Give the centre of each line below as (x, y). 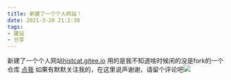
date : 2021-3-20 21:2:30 (44, 20)
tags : (15, 27)
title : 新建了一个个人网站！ (45, 14)
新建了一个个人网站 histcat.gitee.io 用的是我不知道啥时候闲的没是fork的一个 (115, 61)
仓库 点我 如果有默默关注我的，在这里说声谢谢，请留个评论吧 (95, 69)
